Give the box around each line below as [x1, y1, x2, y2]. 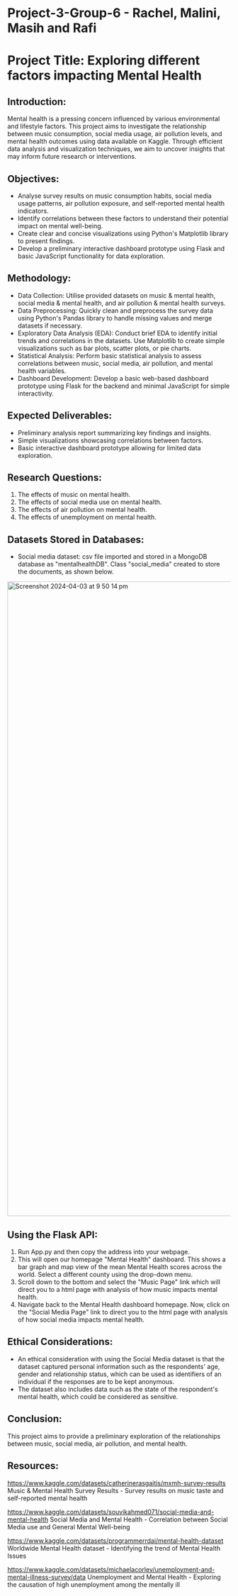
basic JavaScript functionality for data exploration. [17, 252, 165, 260]
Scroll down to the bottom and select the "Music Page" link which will [17, 1278, 221, 1286]
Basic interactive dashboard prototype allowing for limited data [17, 443, 201, 452]
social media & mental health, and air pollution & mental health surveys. [17, 298, 226, 307]
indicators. [17, 207, 49, 215]
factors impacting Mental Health [7, 67, 202, 84]
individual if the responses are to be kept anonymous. [17, 1377, 175, 1385]
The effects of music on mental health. [17, 491, 131, 499]
